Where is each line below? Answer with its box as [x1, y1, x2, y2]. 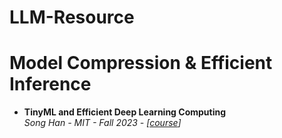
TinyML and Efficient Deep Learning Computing [23, 106, 227, 118]
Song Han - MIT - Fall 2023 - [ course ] [23, 117, 182, 129]
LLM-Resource [9, 6, 135, 29]
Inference [9, 73, 92, 96]
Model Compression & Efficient [9, 52, 273, 75]
